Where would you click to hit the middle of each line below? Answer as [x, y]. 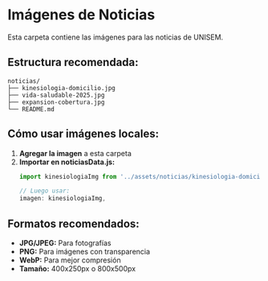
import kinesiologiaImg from [68, 176]
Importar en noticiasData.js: [67, 162]
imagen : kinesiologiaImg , [62, 199]
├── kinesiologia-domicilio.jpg [61, 88]
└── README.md [31, 109]
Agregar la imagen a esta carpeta [75, 153]
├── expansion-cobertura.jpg [56, 102]
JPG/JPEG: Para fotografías [65, 243]
